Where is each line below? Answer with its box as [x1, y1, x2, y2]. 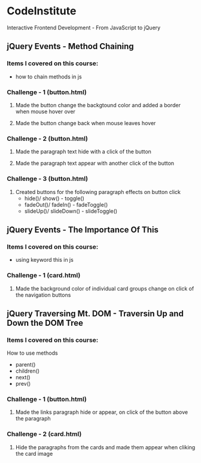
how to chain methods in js [15, 73, 83, 80]
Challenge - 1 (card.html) [7, 271, 81, 280]
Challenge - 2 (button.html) [7, 134, 89, 143]
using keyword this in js [15, 256, 74, 264]
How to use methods [7, 349, 59, 357]
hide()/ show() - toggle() [24, 195, 84, 202]
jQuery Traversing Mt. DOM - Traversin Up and [7, 308, 184, 319]
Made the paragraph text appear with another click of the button [15, 160, 175, 167]
